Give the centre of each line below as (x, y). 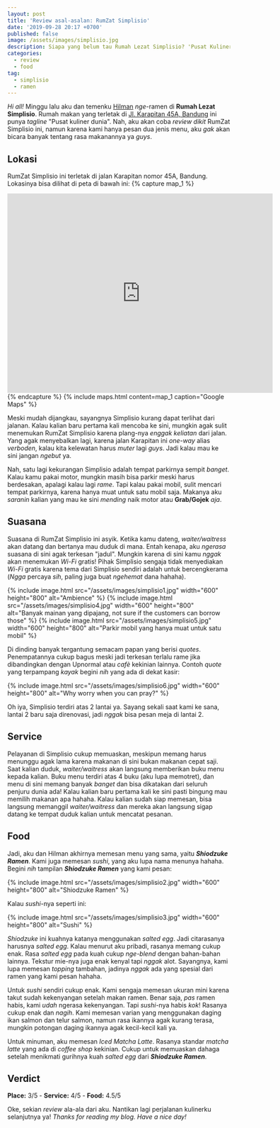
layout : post (27, 14)
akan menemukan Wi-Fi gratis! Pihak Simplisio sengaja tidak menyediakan (115, 562)
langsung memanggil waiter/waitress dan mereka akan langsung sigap (110, 806)
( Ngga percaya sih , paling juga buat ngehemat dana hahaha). (97, 576)
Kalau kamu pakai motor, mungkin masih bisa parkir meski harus (101, 477)
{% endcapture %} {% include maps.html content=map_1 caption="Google (116, 397)
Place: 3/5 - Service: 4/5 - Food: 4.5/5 (64, 1095)
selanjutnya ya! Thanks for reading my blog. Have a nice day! (97, 1117)
